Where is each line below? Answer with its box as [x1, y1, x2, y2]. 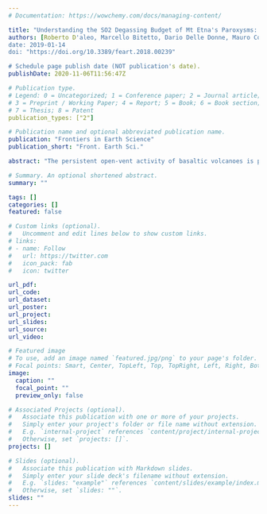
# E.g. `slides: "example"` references [8, 479, 148, 487]
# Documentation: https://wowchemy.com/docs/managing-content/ [8, 11, 222, 20]
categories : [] [8, 200, 59, 209]
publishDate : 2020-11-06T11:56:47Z [8, 70, 126, 78]
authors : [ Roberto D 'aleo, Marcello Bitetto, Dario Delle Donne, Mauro [8, 33, 250, 41]
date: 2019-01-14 [8, 41, 66, 48]
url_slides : [8, 318, 48, 326]
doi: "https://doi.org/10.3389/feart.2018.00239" [8, 48, 176, 56]
